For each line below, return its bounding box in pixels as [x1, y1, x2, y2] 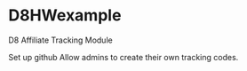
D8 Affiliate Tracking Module [8, 35, 113, 45]
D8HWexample [8, 5, 122, 26]
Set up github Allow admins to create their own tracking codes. [8, 51, 239, 62]
